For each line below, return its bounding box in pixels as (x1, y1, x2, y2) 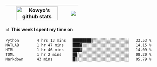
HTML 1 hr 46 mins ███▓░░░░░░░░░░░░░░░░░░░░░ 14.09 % (5, 47, 152, 52)
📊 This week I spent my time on (5, 27, 73, 32)
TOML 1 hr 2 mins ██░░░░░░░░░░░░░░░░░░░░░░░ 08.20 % (5, 52, 152, 57)
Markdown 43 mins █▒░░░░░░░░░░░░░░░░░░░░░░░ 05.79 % (5, 57, 152, 62)
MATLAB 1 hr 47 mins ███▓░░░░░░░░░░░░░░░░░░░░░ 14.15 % (5, 42, 152, 48)
